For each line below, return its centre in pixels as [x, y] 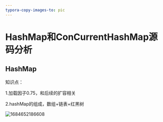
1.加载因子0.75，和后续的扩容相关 [41, 93]
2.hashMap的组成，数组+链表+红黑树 [45, 104]
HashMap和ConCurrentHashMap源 [81, 37]
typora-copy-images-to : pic [35, 10]
